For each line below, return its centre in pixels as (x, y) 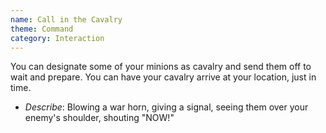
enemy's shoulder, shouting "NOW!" (99, 118)
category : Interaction (57, 38)
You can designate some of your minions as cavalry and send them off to (161, 67)
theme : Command (42, 29)
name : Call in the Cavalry (66, 19)
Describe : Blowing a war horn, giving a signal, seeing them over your (166, 107)
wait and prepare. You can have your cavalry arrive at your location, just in (163, 77)
